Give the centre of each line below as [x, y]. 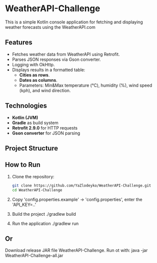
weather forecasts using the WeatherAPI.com [50, 27]
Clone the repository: [33, 176]
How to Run [23, 165]
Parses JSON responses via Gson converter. [56, 59]
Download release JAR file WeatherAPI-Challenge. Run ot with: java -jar [76, 250]
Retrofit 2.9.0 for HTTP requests [45, 128]
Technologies [26, 106]
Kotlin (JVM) [25, 117]
